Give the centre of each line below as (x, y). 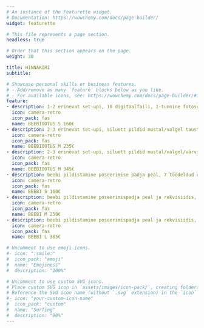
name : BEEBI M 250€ (36, 214)
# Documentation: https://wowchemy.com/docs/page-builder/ (83, 18)
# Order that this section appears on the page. (69, 51)
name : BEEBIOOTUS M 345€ (43, 169)
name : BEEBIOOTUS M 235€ (43, 147)
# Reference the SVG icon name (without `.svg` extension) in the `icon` (102, 293)
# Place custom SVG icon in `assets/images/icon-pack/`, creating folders (103, 287)
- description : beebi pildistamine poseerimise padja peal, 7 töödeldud (100, 175)
